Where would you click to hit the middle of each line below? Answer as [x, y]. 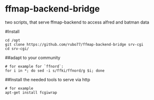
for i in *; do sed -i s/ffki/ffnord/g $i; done [55, 71]
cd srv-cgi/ [17, 49]
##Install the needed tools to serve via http [48, 79]
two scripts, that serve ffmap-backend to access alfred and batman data [77, 22]
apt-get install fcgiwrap [31, 92]
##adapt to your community [33, 57]
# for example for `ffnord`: [34, 66]
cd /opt [13, 40]
